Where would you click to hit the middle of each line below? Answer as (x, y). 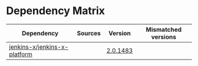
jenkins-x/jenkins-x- (39, 47)
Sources (89, 33)
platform (21, 54)
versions (164, 37)
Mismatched (164, 29)
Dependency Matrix (55, 11)
